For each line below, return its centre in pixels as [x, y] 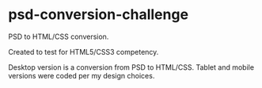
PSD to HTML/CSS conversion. [59, 36]
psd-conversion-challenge [98, 15]
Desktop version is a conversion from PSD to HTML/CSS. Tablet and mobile [131, 67]
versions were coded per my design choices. [82, 75]
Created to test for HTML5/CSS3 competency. [84, 52]
